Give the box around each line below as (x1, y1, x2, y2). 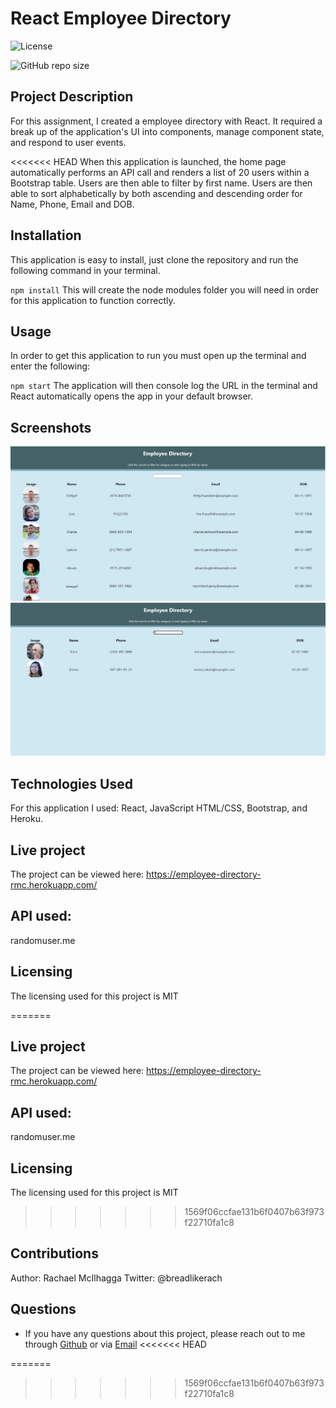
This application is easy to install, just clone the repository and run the (10, 253, 299, 266)
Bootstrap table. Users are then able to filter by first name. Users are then (10, 177, 313, 189)
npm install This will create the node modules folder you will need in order (10, 283, 320, 296)
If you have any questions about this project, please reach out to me (24, 1327, 306, 1339)
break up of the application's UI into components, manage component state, (10, 125, 325, 137)
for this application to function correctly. (10, 294, 176, 306)
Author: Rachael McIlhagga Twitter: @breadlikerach (10, 1272, 223, 1284)
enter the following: (10, 360, 91, 372)
